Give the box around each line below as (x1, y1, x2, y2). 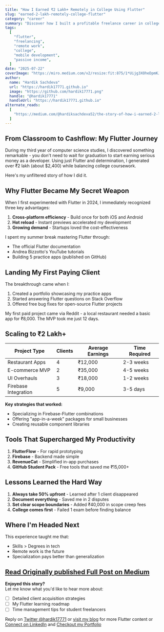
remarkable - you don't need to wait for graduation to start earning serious (5, 153, 155, 158)
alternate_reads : (5, 103, 41, 108)
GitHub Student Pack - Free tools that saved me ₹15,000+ (12, 464, 129, 470)
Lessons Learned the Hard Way (5, 478, 102, 487)
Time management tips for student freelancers (12, 607, 106, 612)
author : (5, 75, 21, 80)
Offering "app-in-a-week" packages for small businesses (12, 416, 128, 422)
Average (88, 344, 108, 351)
